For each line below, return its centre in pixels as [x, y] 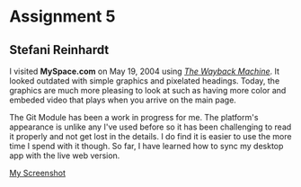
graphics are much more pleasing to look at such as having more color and [148, 90]
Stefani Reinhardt [59, 50]
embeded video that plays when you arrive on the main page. [123, 100]
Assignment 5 [62, 17]
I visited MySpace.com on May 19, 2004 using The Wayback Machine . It [145, 71]
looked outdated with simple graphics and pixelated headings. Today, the [145, 81]
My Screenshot [37, 173]
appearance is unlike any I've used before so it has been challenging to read [150, 127]
